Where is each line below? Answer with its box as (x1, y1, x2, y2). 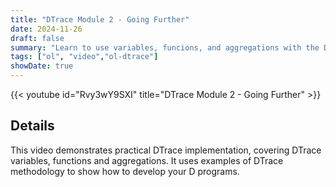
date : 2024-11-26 (10, 24, 83, 34)
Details (10, 117, 55, 135)
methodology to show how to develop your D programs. (10, 165, 240, 177)
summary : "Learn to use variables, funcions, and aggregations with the (10, 42, 320, 53)
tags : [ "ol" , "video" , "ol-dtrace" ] (10, 52, 159, 62)
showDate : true (10, 61, 74, 71)
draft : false (10, 33, 65, 43)
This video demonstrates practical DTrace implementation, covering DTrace (10, 144, 322, 156)
